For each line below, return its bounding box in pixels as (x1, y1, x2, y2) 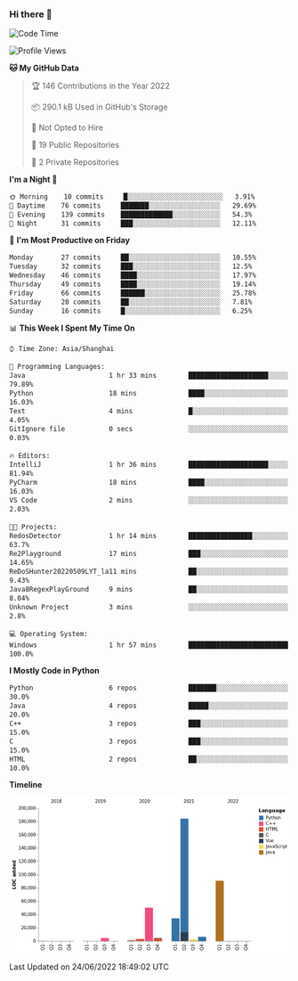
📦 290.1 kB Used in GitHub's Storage (30, 102, 168, 112)
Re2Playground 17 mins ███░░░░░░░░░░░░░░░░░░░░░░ (9, 550, 289, 559)
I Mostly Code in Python (9, 666, 100, 676)
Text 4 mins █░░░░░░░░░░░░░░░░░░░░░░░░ (9, 407, 289, 416)
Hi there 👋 (9, 8, 53, 20)
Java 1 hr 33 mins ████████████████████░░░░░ (9, 372, 289, 380)
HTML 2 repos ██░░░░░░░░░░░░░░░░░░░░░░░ (9, 755, 289, 764)
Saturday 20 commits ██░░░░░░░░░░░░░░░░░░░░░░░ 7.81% (9, 298, 253, 307)
